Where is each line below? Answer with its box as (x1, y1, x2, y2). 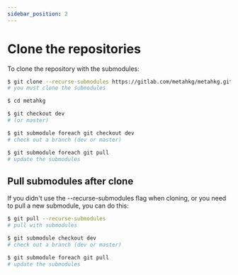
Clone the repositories (7, 40, 142, 57)
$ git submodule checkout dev (7, 235, 97, 242)
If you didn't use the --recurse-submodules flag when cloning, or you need (7, 194, 227, 203)
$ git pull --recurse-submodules (7, 215, 106, 223)
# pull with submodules (7, 222, 78, 229)
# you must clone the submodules (7, 84, 106, 92)
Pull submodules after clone (7, 175, 134, 187)
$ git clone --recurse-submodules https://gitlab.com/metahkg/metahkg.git (7, 78, 233, 85)
